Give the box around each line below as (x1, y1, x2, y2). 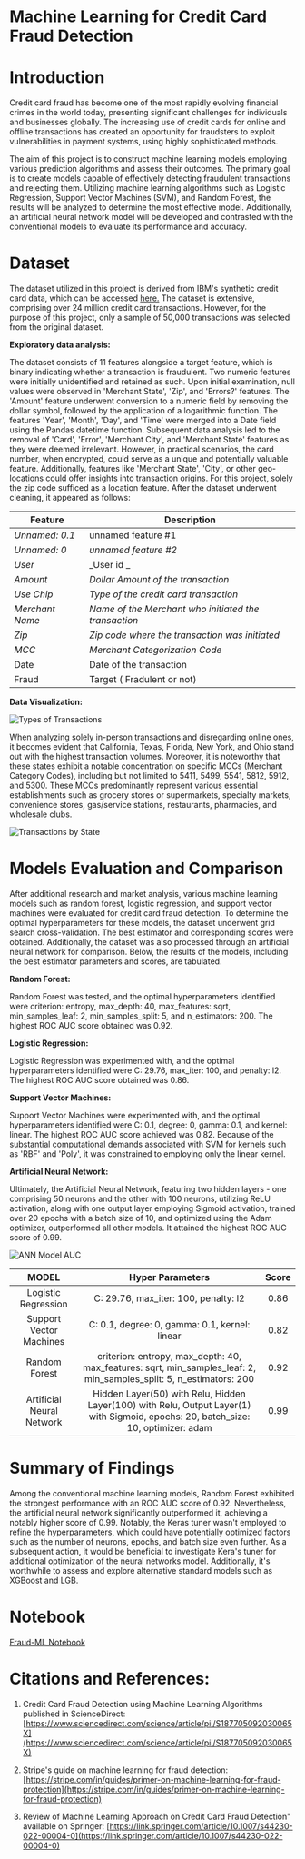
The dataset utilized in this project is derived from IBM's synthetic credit (9, 283, 279, 294)
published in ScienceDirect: (22, 1708, 126, 1719)
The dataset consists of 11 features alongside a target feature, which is (9, 357, 273, 368)
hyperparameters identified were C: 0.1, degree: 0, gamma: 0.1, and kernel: (9, 1119, 288, 1130)
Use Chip (14, 588, 54, 601)
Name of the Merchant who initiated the (89, 602, 260, 615)
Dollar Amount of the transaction (89, 573, 230, 586)
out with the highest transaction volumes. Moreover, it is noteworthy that (9, 751, 280, 762)
